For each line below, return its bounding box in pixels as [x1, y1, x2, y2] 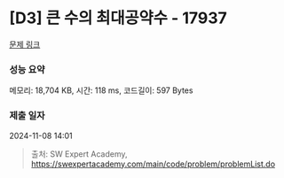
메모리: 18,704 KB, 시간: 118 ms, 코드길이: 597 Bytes [9, 85, 193, 96]
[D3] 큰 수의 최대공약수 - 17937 [9, 8, 228, 28]
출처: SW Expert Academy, [30, 148, 128, 159]
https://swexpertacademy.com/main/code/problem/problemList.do [30, 159, 276, 169]
